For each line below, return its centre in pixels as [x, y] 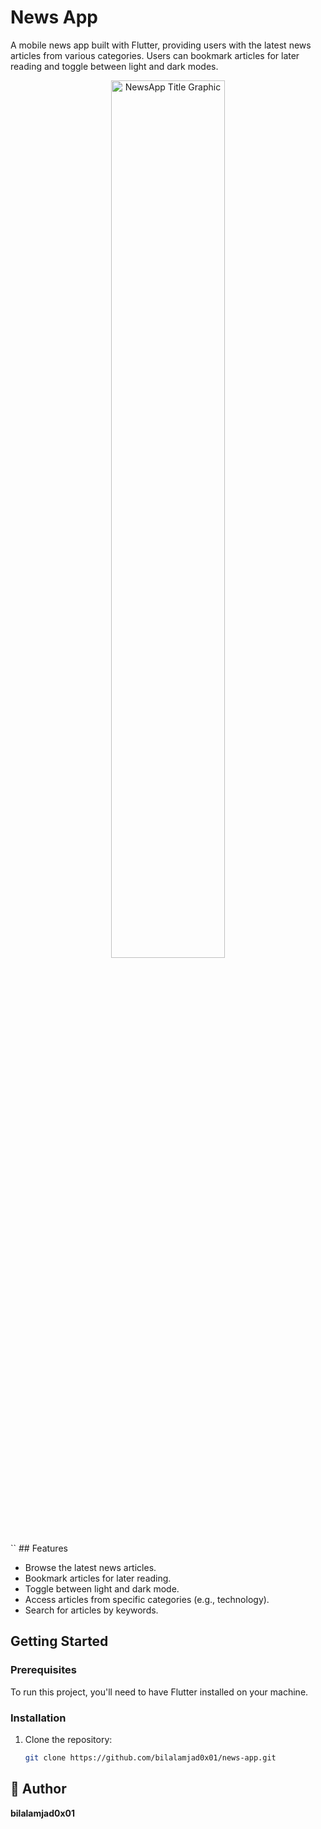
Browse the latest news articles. [90, 1567]
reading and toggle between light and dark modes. [114, 66]
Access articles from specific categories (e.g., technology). [147, 1599]
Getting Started [59, 1641]
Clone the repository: [68, 1739]
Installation [38, 1718]
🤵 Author [38, 1789]
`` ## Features [39, 1548]
